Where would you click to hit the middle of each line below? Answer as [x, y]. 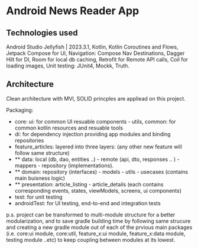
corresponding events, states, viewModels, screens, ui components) [98, 190]
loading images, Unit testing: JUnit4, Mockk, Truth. [68, 66]
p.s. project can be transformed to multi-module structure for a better [91, 215]
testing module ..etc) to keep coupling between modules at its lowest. [91, 240]
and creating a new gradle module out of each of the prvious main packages [99, 227]
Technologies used [42, 33]
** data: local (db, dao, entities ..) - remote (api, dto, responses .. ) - [97, 159]
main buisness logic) [40, 178]
